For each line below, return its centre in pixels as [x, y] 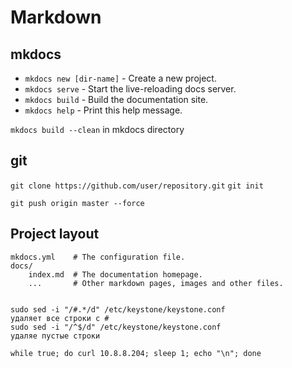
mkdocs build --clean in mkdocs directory [97, 129]
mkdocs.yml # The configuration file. [98, 257]
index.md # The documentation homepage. [115, 274]
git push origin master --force [77, 203]
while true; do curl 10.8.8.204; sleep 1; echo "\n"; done [136, 353]
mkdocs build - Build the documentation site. [116, 99]
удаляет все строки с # [60, 318]
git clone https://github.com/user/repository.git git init [137, 186]
